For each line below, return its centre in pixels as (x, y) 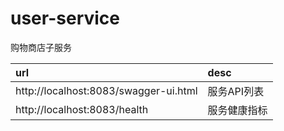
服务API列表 (236, 91)
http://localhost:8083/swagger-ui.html (106, 90)
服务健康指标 (237, 110)
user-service (65, 18)
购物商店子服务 (41, 47)
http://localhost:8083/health (82, 109)
